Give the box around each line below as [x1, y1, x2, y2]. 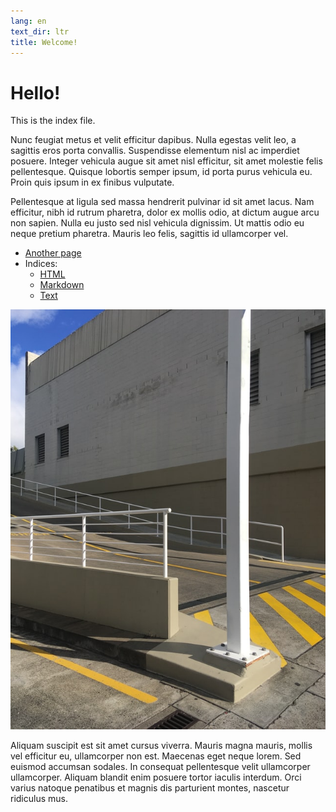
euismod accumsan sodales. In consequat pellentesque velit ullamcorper [10, 761, 311, 773]
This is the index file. [10, 115, 96, 127]
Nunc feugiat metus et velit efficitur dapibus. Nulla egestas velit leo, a [10, 134, 297, 146]
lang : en [10, 16, 47, 26]
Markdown [39, 279, 85, 291]
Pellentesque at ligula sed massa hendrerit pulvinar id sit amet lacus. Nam [10, 196, 315, 208]
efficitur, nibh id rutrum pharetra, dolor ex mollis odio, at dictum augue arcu [10, 206, 320, 219]
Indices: [24, 258, 58, 270]
